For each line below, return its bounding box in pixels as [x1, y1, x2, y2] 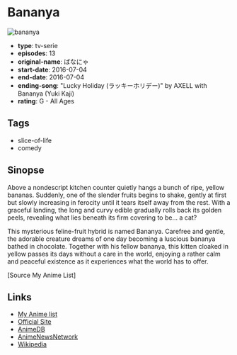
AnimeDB [17, 325, 45, 334]
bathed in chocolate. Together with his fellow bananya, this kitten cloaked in [7, 242, 229, 250]
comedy [17, 143, 42, 152]
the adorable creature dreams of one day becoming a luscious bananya [7, 235, 216, 243]
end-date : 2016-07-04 [17, 72, 85, 81]
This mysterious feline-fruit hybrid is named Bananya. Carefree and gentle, [7, 227, 226, 235]
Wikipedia [17, 340, 47, 349]
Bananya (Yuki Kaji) [17, 89, 75, 98]
